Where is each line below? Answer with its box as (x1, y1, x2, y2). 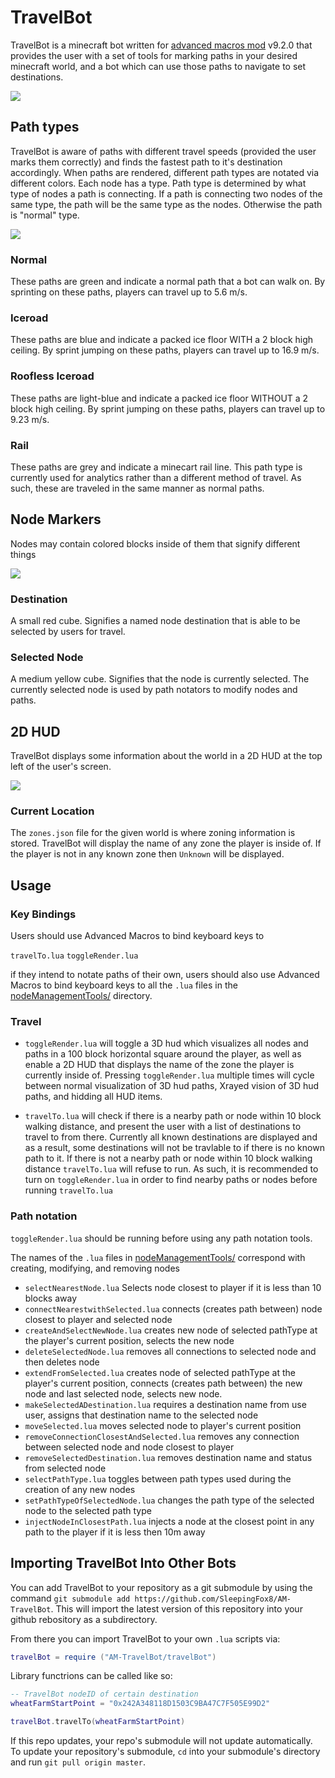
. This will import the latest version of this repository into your (50, 1602, 303, 1615)
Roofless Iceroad (10, 369, 95, 383)
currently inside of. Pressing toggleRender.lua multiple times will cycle (24, 1069, 315, 1081)
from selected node (24, 1462, 107, 1474)
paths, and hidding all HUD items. (24, 1091, 163, 1103)
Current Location (10, 804, 95, 818)
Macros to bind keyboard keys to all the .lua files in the (10, 979, 238, 991)
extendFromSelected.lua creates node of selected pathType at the (24, 1366, 297, 1378)
